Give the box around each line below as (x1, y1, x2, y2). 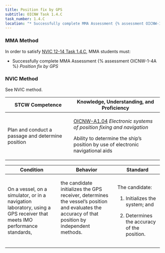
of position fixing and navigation (73, 124, 148, 130)
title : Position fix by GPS (5, 7, 63, 12)
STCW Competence (14, 101, 62, 108)
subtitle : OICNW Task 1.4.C (5, 12, 63, 17)
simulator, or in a (7, 191, 46, 198)
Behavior (76, 166, 98, 173)
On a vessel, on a (7, 186, 48, 192)
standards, (7, 228, 32, 235)
